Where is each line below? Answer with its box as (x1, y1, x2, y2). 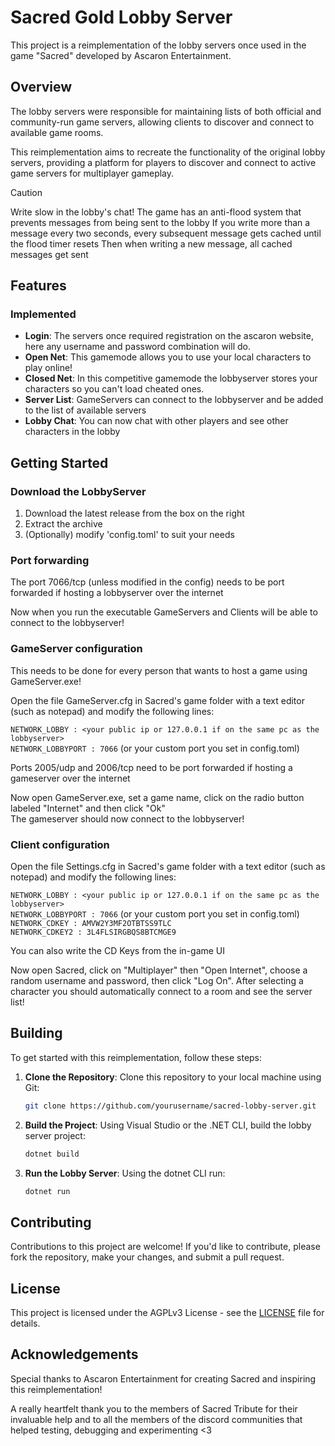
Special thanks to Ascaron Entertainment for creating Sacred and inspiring (10, 1372, 317, 1385)
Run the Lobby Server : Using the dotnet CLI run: (24, 1167, 226, 1179)
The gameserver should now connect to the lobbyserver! (10, 812, 245, 825)
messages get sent (10, 248, 89, 260)
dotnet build (24, 1149, 80, 1159)
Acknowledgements (10, 1346, 139, 1363)
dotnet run (24, 1186, 71, 1196)
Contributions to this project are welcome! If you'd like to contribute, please (10, 1241, 321, 1253)
